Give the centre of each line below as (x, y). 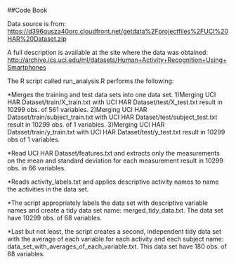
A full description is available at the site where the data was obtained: (108, 52)
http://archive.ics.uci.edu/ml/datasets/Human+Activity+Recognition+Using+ (117, 60)
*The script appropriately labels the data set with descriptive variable (108, 203)
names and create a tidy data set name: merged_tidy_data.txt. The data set (115, 210)
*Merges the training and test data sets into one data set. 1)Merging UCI (112, 95)
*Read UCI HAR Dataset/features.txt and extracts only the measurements (113, 153)
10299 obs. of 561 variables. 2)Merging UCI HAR (77, 109)
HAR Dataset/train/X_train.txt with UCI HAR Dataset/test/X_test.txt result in (115, 102)
